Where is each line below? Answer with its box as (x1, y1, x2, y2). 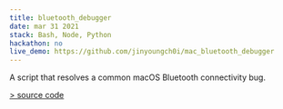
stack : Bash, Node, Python (9, 30, 112, 39)
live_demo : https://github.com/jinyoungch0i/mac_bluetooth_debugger (9, 47, 275, 56)
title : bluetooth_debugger (9, 13, 112, 23)
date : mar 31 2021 (9, 22, 79, 31)
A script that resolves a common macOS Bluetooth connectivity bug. (9, 72, 267, 83)
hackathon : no (9, 38, 64, 48)
